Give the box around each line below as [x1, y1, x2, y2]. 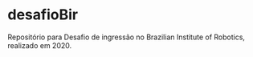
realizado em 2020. [7, 40, 72, 50]
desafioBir [7, 6, 78, 24]
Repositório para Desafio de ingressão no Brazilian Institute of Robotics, [7, 32, 246, 42]
